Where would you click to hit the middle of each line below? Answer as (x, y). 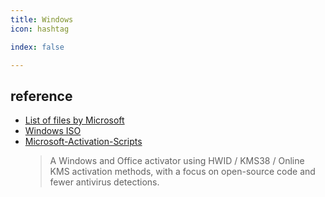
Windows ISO (53, 131)
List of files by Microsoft (74, 120)
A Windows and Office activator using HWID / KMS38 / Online (177, 161)
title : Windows (42, 19)
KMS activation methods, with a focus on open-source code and (182, 172)
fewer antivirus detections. (104, 182)
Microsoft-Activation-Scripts (83, 142)
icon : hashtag (40, 29)
